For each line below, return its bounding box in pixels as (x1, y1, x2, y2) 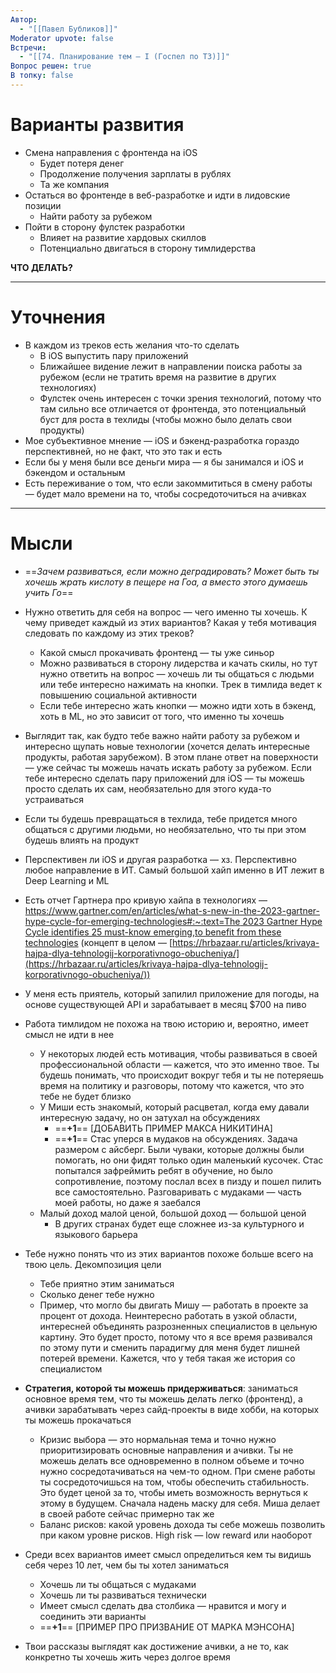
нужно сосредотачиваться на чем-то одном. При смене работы (39, 1465, 316, 1477)
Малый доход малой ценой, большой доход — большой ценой (39, 1207, 307, 1219)
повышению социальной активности (39, 689, 198, 701)
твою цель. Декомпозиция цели (24, 1258, 162, 1270)
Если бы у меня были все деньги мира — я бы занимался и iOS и (24, 456, 304, 468)
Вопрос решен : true (10, 61, 92, 71)
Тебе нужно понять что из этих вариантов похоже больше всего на (24, 1247, 314, 1260)
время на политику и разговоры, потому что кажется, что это (39, 1079, 305, 1091)
